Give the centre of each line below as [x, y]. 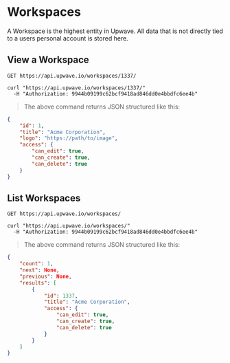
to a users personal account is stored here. [68, 38]
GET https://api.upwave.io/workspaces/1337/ [72, 76]
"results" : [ [38, 283]
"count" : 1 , [36, 264]
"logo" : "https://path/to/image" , [69, 138]
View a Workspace [48, 60]
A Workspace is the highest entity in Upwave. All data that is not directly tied [115, 31]
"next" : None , [39, 270]
